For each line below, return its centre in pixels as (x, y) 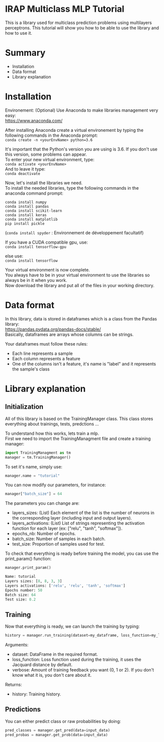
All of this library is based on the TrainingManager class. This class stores (79, 419)
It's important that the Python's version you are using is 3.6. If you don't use (81, 149)
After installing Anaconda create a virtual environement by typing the (74, 130)
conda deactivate (23, 173)
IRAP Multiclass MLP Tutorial (65, 9)
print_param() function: (28, 559)
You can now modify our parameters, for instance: (56, 485)
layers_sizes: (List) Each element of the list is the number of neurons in (83, 513)
